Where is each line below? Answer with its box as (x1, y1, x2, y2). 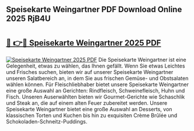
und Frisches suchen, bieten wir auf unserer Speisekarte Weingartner (6, 69, 174, 75)
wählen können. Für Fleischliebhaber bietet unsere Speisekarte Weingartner (6, 81, 189, 88)
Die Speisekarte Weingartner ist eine (98, 56, 186, 63)
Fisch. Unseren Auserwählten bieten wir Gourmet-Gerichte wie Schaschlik (6, 93, 185, 100)
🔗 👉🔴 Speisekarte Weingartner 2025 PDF (6, 38, 161, 48)
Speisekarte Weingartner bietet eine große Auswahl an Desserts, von (6, 106, 172, 112)
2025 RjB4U (6, 14, 51, 24)
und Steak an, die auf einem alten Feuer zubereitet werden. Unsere (6, 100, 168, 107)
